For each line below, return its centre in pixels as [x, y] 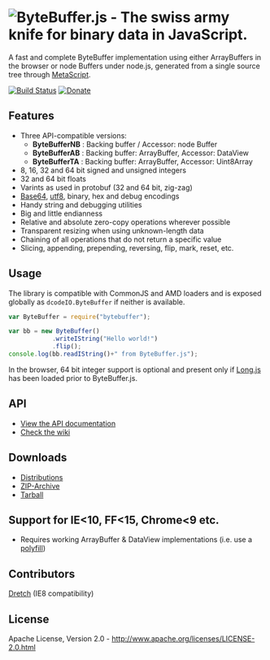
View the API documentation [68, 423]
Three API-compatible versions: [74, 135]
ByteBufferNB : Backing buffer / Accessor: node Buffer [125, 144]
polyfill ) [33, 549]
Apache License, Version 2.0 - [59, 638]
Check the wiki [45, 432]
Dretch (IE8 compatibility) [51, 593]
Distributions [41, 477]
